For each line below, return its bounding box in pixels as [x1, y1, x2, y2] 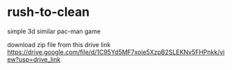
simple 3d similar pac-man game [7, 27, 101, 35]
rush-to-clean [7, 4, 90, 20]
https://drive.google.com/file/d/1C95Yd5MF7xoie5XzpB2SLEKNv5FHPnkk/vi [7, 48, 225, 56]
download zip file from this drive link [7, 40, 111, 49]
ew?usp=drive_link [7, 55, 61, 63]
